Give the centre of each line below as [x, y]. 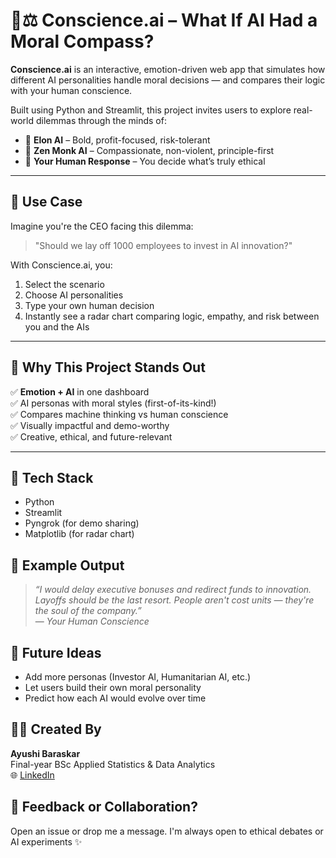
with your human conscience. [71, 90]
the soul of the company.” [88, 611]
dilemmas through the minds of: [101, 120]
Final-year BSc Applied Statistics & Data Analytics [113, 764]
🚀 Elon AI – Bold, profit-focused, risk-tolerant [117, 140]
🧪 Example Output [67, 565]
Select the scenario [64, 284]
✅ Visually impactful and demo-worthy [90, 425]
